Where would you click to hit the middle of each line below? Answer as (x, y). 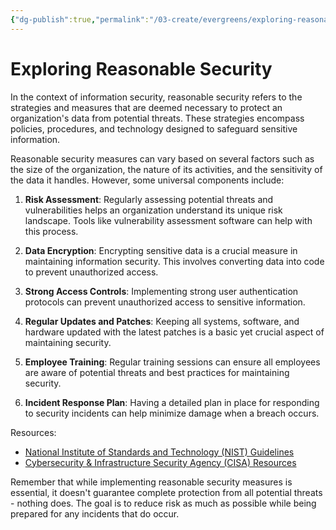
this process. (51, 231)
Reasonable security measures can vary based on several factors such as (162, 158)
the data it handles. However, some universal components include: (147, 180)
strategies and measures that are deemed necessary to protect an (146, 107)
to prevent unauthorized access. (91, 272)
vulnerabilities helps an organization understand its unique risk (153, 210)
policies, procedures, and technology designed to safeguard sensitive (154, 128)
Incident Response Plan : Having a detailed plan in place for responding (172, 402)
